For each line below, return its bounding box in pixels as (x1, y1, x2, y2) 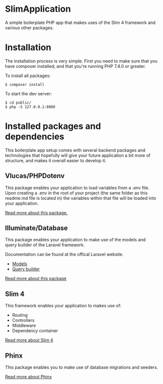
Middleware (12, 322, 36, 328)
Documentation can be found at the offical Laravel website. (5, 252, 124, 257)
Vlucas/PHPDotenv (5, 172, 65, 180)
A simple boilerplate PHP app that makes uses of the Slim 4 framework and (5, 20, 156, 25)
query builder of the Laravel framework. (5, 242, 85, 248)
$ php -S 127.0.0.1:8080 (5, 104, 55, 109)
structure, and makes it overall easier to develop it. (5, 157, 107, 163)
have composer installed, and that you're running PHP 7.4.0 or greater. (5, 63, 146, 69)
